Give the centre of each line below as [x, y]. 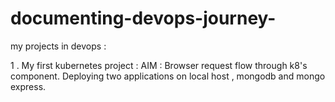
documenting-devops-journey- [143, 18]
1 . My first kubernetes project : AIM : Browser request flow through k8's [159, 65]
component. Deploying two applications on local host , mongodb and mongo [168, 76]
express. [28, 86]
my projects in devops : [58, 46]
